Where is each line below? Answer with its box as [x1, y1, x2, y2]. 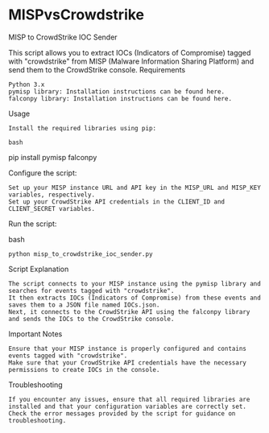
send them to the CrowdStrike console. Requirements [8, 64, 186, 74]
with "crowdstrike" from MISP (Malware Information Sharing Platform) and [8, 56, 255, 66]
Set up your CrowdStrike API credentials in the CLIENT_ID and [8, 197, 226, 206]
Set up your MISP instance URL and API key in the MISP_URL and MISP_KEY [8, 184, 262, 192]
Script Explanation [8, 264, 69, 274]
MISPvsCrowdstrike [8, 6, 145, 24]
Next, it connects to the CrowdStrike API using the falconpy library [8, 307, 250, 315]
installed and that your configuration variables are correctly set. [8, 402, 247, 410]
